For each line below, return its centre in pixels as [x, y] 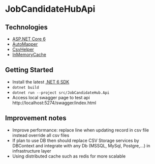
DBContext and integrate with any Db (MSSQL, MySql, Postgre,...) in [81, 145]
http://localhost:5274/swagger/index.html [54, 103]
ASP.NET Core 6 [29, 39]
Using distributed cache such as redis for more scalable [69, 156]
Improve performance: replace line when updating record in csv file [80, 130]
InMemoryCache [29, 55]
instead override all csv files [41, 135]
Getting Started [29, 70]
